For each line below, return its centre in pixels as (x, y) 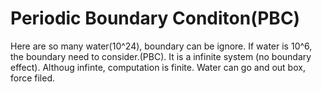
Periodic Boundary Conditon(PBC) (155, 18)
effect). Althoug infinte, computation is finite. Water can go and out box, (158, 67)
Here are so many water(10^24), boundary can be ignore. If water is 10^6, (161, 46)
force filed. (33, 78)
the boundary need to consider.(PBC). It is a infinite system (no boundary (161, 56)
